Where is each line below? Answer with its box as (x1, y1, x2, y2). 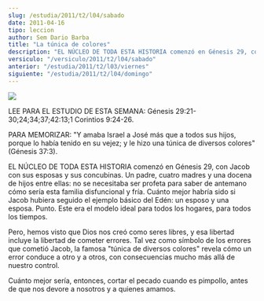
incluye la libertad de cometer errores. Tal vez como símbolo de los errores (8, 235, 251, 244)
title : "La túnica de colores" (8, 41, 111, 49)
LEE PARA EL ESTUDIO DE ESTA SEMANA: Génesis (8, 106, 174, 116)
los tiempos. (8, 211, 48, 221)
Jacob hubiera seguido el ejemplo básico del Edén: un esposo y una (8, 195, 229, 204)
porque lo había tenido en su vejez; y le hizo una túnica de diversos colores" (8, 138, 255, 148)
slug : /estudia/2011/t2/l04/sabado (8, 11, 125, 20)
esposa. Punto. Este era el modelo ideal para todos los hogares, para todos (8, 204, 251, 213)
